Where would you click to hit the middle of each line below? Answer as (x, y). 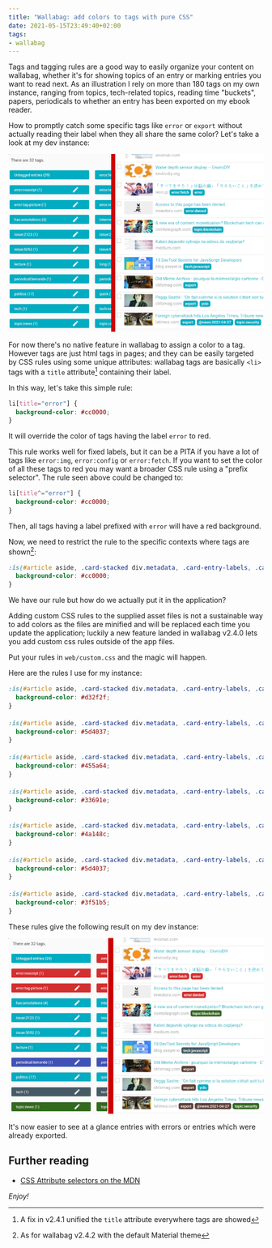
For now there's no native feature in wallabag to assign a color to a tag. (127, 345)
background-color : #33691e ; (63, 800)
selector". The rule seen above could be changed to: (96, 477)
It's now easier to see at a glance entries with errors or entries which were (132, 1126)
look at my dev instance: (49, 143)
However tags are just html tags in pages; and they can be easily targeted (131, 353)
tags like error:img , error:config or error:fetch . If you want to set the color (136, 460)
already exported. (38, 1135)
